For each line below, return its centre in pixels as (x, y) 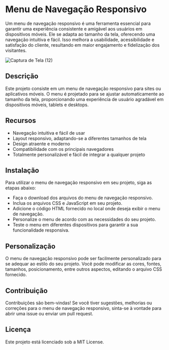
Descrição (22, 76)
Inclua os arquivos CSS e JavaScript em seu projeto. (67, 203)
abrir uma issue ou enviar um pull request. (49, 314)
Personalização (30, 246)
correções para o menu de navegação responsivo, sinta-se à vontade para (83, 308)
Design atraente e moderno (41, 144)
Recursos (21, 121)
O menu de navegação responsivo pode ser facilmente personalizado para (83, 259)
